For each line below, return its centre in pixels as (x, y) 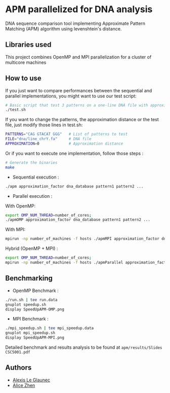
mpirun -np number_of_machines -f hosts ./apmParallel (64, 263)
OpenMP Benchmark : (36, 291)
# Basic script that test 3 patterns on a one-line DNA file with (77, 105)
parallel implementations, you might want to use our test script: (71, 96)
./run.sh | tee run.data (31, 300)
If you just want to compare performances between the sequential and (79, 90)
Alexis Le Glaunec (31, 380)
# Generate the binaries (31, 163)
